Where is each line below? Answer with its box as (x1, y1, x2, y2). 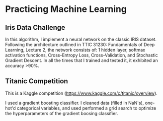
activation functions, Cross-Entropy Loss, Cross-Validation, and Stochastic (5, 52, 158, 58)
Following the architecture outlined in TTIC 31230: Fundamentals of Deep (5, 42, 155, 48)
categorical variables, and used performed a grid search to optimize (16, 105, 157, 111)
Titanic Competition (5, 77, 68, 85)
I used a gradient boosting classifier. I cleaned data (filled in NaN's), (5, 100, 144, 106)
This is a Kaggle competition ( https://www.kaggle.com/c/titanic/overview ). (5, 90, 158, 96)
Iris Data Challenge (5, 23, 66, 32)
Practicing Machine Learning (5, 3, 127, 15)
